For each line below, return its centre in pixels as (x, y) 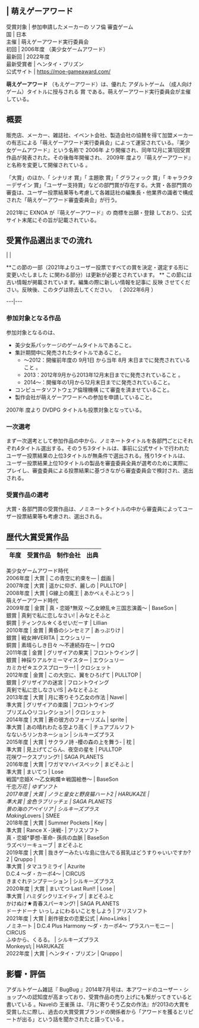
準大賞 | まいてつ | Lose (35, 772)
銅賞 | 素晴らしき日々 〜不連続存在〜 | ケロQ (60, 645)
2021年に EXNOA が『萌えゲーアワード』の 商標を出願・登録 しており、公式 (99, 212)
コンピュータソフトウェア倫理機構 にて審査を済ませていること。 (94, 390)
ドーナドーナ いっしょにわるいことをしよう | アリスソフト (77, 911)
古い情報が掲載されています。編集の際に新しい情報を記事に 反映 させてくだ (98, 282)
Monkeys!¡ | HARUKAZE (35, 946)
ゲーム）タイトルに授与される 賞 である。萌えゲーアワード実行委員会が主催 (99, 91)
